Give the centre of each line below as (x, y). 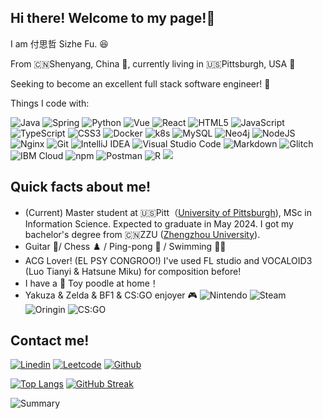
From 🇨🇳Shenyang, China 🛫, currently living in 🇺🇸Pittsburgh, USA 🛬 (153, 63)
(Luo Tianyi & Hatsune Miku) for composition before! (133, 271)
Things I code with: (50, 103)
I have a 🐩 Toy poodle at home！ (91, 283)
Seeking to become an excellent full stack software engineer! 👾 (140, 83)
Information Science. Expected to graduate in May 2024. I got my (159, 223)
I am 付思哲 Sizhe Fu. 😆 (59, 43)
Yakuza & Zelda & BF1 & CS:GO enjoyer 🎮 (111, 295)
